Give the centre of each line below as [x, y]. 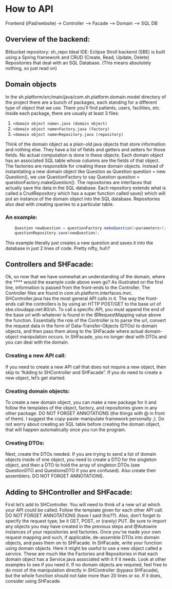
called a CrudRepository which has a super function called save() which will [85, 193]
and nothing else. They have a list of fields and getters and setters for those [85, 149]
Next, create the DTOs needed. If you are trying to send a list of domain [81, 454]
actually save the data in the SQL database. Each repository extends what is [85, 188]
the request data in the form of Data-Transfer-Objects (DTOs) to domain [81, 326]
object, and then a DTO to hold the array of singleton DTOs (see [73, 465]
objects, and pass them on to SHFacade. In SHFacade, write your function [84, 543]
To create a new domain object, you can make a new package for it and [81, 402]
